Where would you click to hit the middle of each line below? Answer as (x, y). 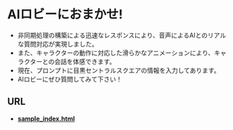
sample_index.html (46, 118)
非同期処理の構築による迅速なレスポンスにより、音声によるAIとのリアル (122, 35)
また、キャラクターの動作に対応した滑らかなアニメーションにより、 (116, 53)
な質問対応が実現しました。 (58, 44)
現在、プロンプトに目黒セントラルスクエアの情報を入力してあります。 (119, 70)
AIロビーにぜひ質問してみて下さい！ (70, 79)
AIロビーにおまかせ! (65, 14)
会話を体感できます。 (85, 61)
